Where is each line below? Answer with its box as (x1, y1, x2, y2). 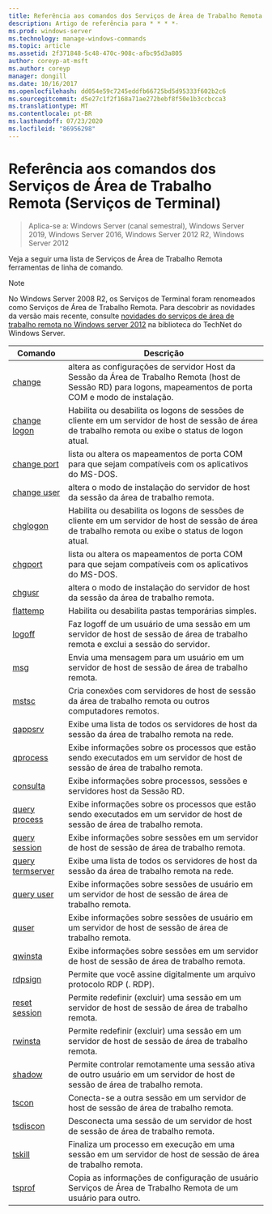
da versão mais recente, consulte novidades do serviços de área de (8, 311, 235, 321)
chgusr (12, 586, 40, 598)
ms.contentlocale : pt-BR (8, 110, 92, 118)
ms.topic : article (8, 42, 70, 50)
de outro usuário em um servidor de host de (68, 1068, 236, 1080)
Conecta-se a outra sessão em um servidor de (68, 1092, 247, 1103)
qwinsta (12, 950, 43, 961)
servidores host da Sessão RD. (68, 785, 185, 796)
